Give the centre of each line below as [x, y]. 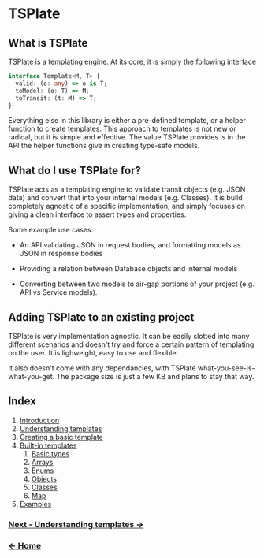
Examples [35, 504]
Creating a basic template [61, 437]
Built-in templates [48, 445]
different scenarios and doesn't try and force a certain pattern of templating [131, 344]
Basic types [50, 453]
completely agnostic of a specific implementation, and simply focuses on [127, 206]
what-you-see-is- [226, 368]
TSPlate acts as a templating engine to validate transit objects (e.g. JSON [127, 189]
